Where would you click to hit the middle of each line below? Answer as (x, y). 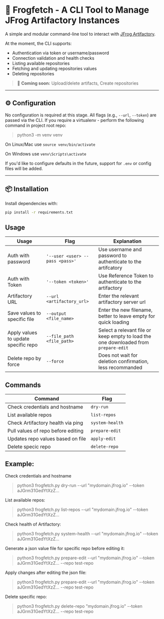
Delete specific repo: (26, 596)
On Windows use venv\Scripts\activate (46, 154)
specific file (21, 319)
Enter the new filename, (125, 310)
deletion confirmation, (123, 362)
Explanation (127, 241)
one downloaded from (124, 343)
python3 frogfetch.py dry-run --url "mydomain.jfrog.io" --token (81, 485)
